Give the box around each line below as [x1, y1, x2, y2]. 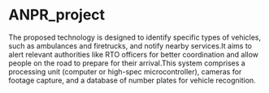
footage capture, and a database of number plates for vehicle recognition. [8, 75, 256, 85]
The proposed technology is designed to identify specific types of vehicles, [8, 32, 262, 42]
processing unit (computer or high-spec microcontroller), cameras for [8, 66, 242, 76]
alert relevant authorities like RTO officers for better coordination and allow [8, 49, 258, 59]
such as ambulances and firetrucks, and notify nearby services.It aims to [8, 40, 252, 50]
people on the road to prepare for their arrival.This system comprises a [8, 58, 245, 68]
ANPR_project [8, 6, 106, 24]
